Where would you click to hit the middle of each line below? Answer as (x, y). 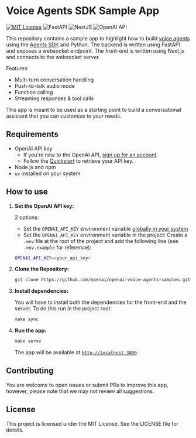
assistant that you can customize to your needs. (64, 116)
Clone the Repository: (42, 269)
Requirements (32, 134)
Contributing (30, 371)
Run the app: (30, 331)
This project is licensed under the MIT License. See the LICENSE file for (92, 423)
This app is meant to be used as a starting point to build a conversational (94, 109)
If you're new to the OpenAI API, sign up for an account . (91, 155)
